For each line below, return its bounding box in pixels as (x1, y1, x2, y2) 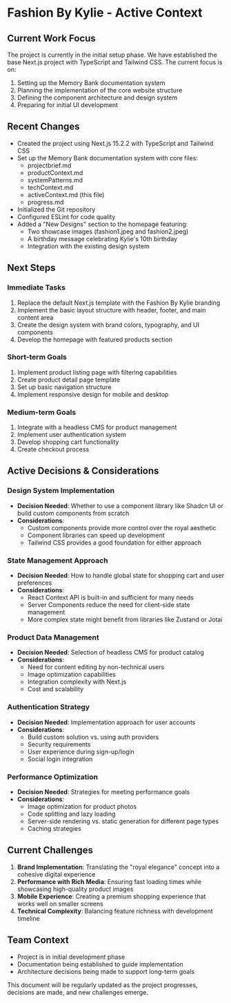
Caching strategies (27, 824, 81, 832)
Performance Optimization (7, 772, 99, 782)
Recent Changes (7, 121, 81, 133)
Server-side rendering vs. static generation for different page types (27, 817, 219, 825)
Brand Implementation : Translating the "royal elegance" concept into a (17, 863, 220, 871)
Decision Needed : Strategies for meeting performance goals (17, 787, 190, 796)
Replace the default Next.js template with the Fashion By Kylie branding (17, 299, 221, 307)
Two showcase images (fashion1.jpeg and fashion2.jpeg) (27, 227, 189, 236)
